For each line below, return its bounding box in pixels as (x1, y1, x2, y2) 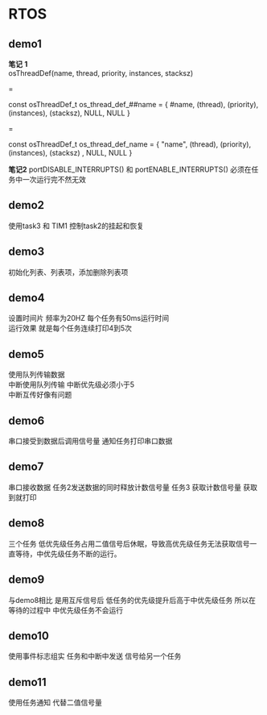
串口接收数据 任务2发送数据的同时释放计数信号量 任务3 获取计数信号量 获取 (8, 482, 257, 492)
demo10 (8, 629, 50, 642)
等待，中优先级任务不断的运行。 (14, 549, 121, 559)
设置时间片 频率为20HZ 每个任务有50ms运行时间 (8, 314, 170, 323)
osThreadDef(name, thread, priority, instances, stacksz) (8, 69, 194, 77)
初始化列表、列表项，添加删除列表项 (8, 267, 129, 276)
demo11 (8, 675, 47, 689)
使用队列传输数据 (8, 370, 65, 380)
